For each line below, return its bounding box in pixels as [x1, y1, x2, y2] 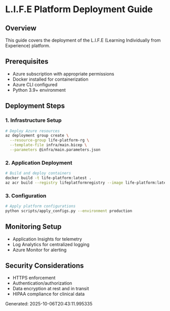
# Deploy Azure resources [5, 128, 60, 133]
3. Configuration [5, 192, 47, 199]
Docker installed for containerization [12, 76, 89, 82]
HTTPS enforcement [12, 275, 56, 281]
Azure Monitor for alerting [12, 247, 67, 253]
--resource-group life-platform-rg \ [10, 138, 90, 143]
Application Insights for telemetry [12, 236, 82, 242]
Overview [5, 24, 37, 32]
